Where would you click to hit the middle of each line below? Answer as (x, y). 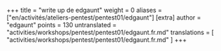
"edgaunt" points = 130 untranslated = (62, 25)
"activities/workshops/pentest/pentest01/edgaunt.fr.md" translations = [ (110, 32)
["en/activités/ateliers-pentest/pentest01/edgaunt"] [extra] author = (104, 17)
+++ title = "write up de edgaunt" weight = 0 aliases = (84, 10)
